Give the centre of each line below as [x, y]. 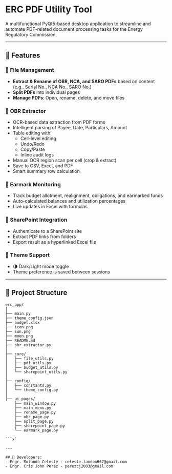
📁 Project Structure [36, 293]
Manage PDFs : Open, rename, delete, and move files [69, 97]
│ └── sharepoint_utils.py [36, 372]
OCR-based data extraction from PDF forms [59, 122]
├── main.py [18, 313]
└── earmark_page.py [36, 430]
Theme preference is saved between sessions [61, 272]
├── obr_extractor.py [28, 345]
